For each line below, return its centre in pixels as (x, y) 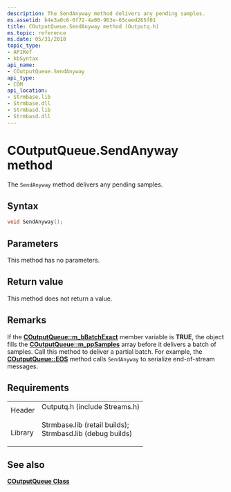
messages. (23, 366)
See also (26, 465)
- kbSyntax (23, 59)
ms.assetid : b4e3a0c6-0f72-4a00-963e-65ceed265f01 (82, 20)
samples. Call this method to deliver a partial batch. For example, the (105, 351)
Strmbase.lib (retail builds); (85, 424)
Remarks (27, 320)
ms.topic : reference (37, 33)
